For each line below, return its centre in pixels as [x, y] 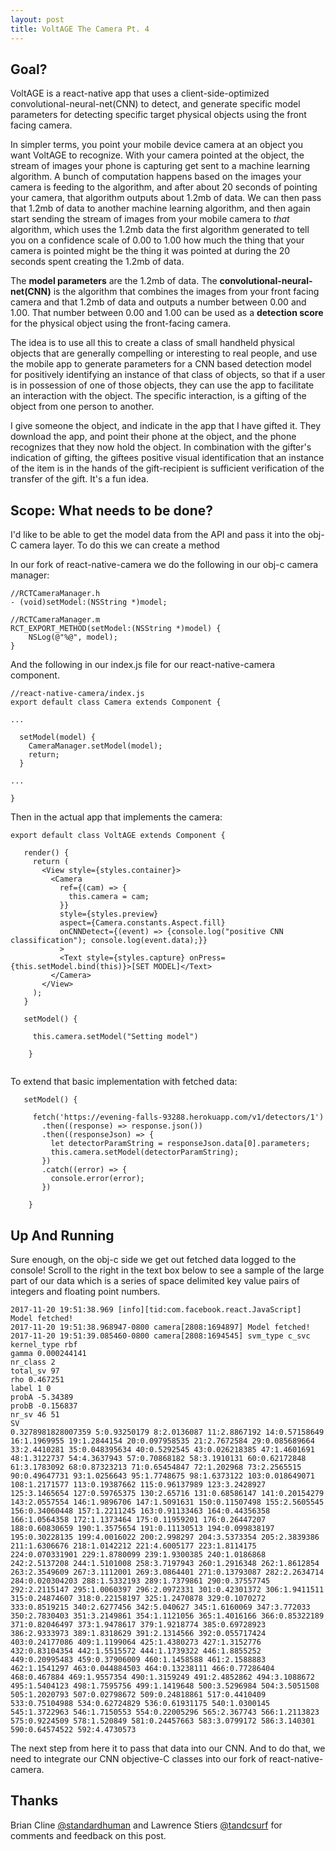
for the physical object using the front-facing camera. [121, 323]
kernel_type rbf [44, 1344]
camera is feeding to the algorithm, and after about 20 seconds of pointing [164, 187]
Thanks [34, 1801]
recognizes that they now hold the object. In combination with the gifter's [161, 447]
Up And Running [62, 1235]
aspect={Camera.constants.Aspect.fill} [142, 923]
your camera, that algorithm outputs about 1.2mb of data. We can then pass [166, 198]
